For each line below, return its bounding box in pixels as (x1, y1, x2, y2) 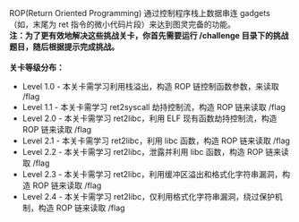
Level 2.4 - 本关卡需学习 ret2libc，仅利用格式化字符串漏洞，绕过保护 (21, 192, 276, 201)
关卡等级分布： (9, 62, 64, 73)
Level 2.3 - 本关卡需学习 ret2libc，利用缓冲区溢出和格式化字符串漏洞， (21, 169, 283, 179)
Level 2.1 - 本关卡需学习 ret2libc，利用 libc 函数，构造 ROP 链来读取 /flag (21, 135, 291, 146)
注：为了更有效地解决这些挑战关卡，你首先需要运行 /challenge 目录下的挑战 (9, 30, 289, 40)
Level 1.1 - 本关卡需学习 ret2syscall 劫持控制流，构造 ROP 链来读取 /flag (21, 102, 286, 112)
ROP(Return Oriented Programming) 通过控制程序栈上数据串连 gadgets (9, 8, 270, 18)
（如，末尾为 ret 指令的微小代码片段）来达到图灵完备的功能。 (9, 19, 235, 30)
